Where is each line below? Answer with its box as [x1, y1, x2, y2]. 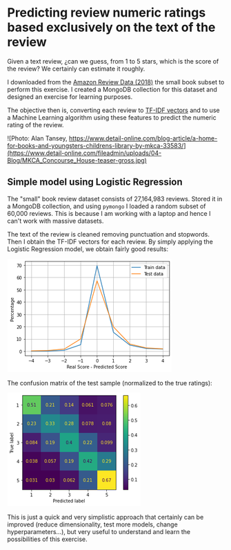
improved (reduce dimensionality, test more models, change [7, 520, 178, 529]
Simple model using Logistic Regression [7, 176, 183, 188]
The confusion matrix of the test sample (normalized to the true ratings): [7, 378, 212, 387]
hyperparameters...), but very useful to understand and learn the [7, 527, 191, 535]
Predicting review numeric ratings [7, 5, 206, 21]
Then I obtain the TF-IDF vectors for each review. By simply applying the [7, 237, 214, 246]
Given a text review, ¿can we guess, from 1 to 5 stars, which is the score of [7, 57, 219, 65]
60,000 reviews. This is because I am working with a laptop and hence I [7, 209, 211, 217]
